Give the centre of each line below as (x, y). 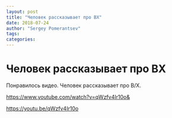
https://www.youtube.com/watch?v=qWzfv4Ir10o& (68, 97)
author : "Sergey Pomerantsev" (44, 28)
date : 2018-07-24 (28, 23)
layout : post (22, 12)
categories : (21, 39)
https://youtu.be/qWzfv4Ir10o (42, 108)
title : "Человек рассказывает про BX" (54, 17)
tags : (13, 34)
